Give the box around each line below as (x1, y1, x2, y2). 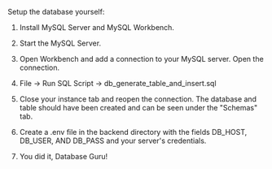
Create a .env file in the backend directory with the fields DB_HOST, (19, 128, 248, 136)
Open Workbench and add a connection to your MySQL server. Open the (19, 54, 264, 63)
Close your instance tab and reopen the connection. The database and (19, 94, 257, 104)
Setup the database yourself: (7, 7, 105, 16)
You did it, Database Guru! (19, 152, 108, 161)
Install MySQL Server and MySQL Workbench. (19, 23, 174, 32)
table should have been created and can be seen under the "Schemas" (19, 103, 258, 112)
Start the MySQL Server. (19, 38, 102, 48)
